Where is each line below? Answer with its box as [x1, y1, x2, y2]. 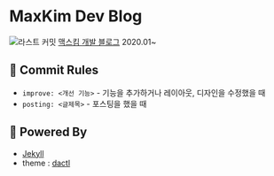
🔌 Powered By [9, 125, 88, 140]
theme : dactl [21, 157, 71, 168]
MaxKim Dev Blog [9, 6, 143, 27]
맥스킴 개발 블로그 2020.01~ [58, 36, 157, 47]
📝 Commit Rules [9, 63, 99, 78]
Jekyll [21, 148, 44, 158]
